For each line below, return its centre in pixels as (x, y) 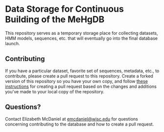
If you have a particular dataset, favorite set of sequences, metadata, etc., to (82, 71)
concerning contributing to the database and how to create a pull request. (80, 124)
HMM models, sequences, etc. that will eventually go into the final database (82, 38)
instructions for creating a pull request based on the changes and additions (81, 86)
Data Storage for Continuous (64, 9)
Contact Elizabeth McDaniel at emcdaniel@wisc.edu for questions (72, 119)
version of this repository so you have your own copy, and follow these (77, 81)
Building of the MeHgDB (55, 19)
